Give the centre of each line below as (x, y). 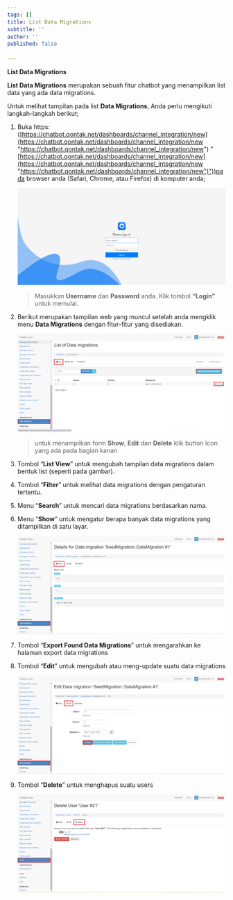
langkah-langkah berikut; (43, 113)
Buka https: (34, 127)
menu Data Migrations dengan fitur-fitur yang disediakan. (100, 324)
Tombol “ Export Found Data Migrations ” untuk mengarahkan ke (109, 645)
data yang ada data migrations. (51, 93)
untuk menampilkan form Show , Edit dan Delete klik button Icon (126, 443)
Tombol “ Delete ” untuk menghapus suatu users (85, 785)
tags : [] (20, 15)
